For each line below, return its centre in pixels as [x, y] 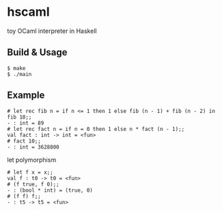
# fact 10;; [24, 141]
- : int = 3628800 [33, 147]
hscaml [28, 12]
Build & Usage [37, 52]
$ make [16, 68]
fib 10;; [19, 117]
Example [26, 96]
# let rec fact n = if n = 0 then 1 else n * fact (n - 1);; [96, 129]
